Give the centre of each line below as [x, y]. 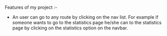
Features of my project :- [31, 7]
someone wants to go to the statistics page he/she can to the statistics [87, 23]
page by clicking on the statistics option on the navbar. [70, 28]
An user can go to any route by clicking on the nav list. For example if [85, 17]
